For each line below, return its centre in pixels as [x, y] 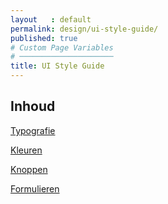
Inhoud [33, 106]
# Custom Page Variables [62, 47]
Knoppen [29, 169]
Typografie [33, 130]
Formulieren [35, 188]
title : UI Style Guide [57, 66]
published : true [44, 38]
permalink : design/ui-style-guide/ [84, 29]
